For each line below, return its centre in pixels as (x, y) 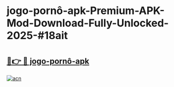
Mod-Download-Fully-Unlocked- (88, 23)
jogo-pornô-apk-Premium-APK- (86, 11)
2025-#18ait (37, 36)
